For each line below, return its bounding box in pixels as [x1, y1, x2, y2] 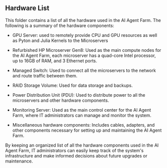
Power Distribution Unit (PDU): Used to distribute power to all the [12, 92, 146, 98]
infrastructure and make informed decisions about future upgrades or [5, 153, 148, 159]
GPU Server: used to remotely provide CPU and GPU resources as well [12, 32, 158, 38]
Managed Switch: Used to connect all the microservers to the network [12, 67, 156, 73]
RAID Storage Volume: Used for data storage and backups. [12, 82, 133, 88]
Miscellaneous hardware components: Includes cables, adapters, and [12, 122, 155, 128]
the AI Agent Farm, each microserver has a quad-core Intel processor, [12, 52, 156, 58]
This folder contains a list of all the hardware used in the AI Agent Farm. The [5, 17, 161, 23]
